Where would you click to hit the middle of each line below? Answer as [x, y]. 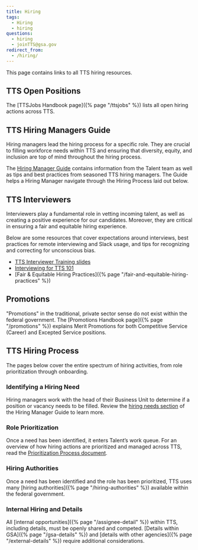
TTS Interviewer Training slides [53, 262]
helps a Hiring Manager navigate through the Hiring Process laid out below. [98, 181]
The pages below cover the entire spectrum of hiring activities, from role [94, 365]
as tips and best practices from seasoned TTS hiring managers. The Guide [97, 174]
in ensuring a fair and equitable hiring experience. [67, 227]
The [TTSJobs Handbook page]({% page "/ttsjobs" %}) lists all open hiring [97, 105]
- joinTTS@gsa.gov [34, 45]
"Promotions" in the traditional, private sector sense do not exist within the [97, 313]
